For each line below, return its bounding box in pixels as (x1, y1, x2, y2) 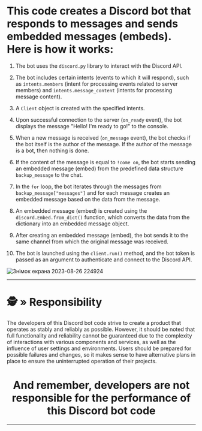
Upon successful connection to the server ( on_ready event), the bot (15, 116, 182, 123)
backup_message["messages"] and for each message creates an (15, 189, 170, 196)
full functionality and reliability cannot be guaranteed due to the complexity (7, 331, 192, 339)
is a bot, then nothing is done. (15, 147, 89, 154)
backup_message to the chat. (15, 171, 83, 178)
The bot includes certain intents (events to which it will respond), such (15, 74, 189, 81)
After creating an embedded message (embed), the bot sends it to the (15, 231, 189, 239)
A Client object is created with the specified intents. (15, 104, 146, 111)
